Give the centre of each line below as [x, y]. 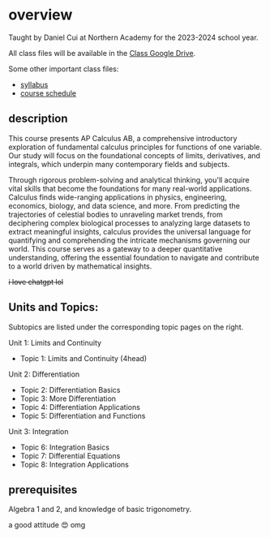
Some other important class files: [64, 69]
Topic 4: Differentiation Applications [80, 407]
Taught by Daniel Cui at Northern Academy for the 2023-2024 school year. [133, 37]
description [38, 119]
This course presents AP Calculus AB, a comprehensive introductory [123, 138]
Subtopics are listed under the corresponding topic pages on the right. [126, 327]
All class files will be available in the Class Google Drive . [102, 53]
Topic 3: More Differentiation [68, 398]
